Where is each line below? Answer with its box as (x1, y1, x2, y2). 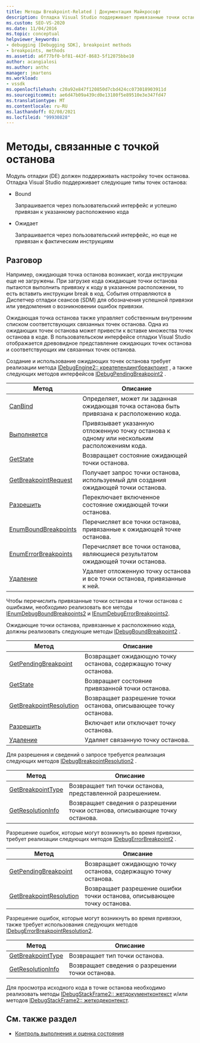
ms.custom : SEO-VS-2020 (6, 20, 65, 26)
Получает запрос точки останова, (82, 468, 180, 477)
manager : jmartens (6, 70, 52, 76)
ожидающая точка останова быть (82, 402, 180, 410)
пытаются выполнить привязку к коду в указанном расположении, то (6, 284, 184, 290)
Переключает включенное (82, 493, 160, 501)
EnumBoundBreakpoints (9, 525, 77, 533)
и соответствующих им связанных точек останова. (6, 346, 137, 353)
